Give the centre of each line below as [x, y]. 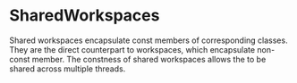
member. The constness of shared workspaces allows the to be [149, 59]
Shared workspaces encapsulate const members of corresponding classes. [148, 40]
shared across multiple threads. [68, 69]
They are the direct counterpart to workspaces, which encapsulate [132, 49]
